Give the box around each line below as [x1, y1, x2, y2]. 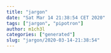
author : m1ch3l [6, 26, 45, 32]
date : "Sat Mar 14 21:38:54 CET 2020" [6, 15, 105, 21]
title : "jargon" [6, 9, 48, 15]
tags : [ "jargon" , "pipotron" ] [6, 20, 84, 26]
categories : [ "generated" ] [6, 32, 75, 38]
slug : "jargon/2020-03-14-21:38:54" [6, 37, 100, 43]
